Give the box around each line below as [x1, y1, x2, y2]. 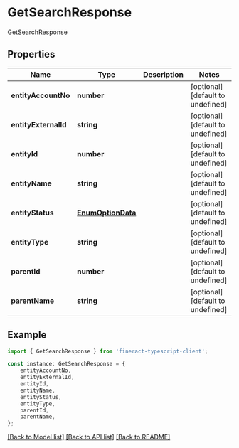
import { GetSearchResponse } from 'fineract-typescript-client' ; [7, 348, 208, 355]
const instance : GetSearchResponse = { [7, 361, 126, 368]
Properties [7, 48, 55, 60]
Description [143, 69, 184, 79]
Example [7, 329, 47, 341]
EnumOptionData [77, 208, 137, 218]
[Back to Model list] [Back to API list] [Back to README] [7, 433, 171, 442]
